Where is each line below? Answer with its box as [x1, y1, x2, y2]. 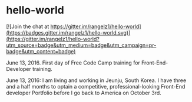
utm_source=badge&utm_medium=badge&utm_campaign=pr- [6, 42, 157, 49]
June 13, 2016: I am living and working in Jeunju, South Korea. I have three [6, 77, 187, 84]
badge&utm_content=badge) [6, 47, 76, 55]
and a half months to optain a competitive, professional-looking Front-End [6, 83, 186, 90]
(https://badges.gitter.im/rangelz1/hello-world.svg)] [6, 29, 131, 36]
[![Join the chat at [6, 23, 49, 30]
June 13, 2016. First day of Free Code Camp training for [6, 59, 140, 66]
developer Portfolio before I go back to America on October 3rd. [6, 89, 162, 96]
